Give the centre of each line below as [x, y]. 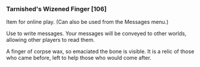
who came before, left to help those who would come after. [79, 58]
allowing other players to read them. [50, 40]
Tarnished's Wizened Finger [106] [56, 9]
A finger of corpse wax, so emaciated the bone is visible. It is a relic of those [100, 51]
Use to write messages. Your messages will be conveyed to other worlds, [96, 33]
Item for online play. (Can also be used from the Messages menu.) [87, 22]
